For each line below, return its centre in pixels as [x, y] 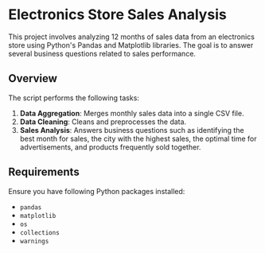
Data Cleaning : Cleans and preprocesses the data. [103, 122]
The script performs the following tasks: [74, 98]
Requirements [44, 172]
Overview [33, 78]
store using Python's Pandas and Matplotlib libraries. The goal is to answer [131, 45]
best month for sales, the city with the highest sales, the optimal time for [138, 138]
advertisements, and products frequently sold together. [110, 147]
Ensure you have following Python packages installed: [97, 191]
